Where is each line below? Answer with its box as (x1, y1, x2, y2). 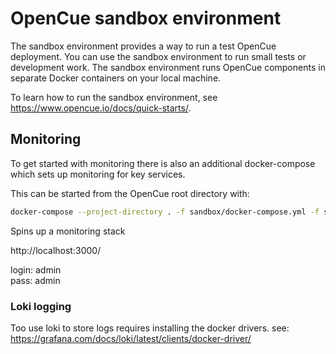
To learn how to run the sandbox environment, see (10, 91, 218, 103)
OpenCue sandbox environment (10, 7, 282, 30)
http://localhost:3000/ (10, 244, 102, 256)
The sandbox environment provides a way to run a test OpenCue (10, 40, 277, 52)
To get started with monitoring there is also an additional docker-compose (10, 157, 316, 169)
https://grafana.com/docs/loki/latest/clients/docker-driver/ (10, 332, 252, 344)
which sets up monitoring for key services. (10, 168, 186, 180)
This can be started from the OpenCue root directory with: (10, 187, 250, 199)
